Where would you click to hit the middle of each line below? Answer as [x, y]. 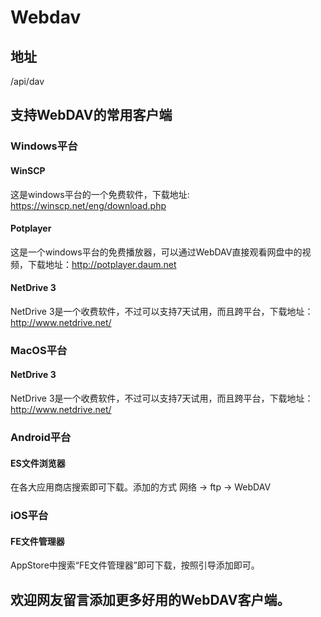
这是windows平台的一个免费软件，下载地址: [100, 194]
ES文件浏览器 [38, 463]
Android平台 [41, 437]
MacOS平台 [39, 350]
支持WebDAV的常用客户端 [91, 115]
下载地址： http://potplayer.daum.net [102, 264]
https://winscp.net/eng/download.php [88, 205]
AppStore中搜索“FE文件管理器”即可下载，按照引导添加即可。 [135, 565]
